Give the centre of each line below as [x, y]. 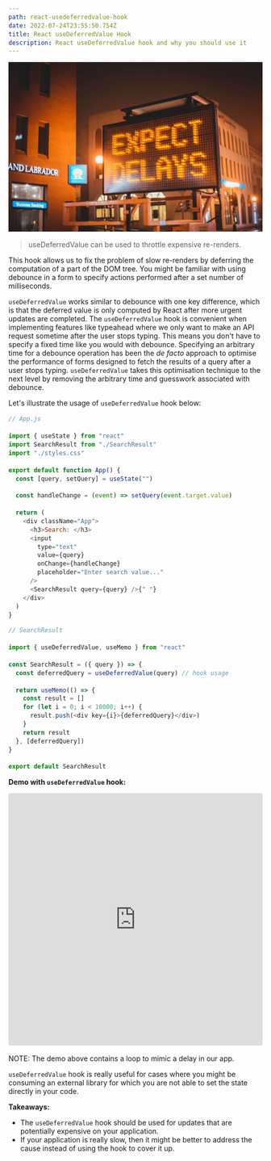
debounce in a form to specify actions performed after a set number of [126, 278]
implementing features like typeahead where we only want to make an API [131, 328]
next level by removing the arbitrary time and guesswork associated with [129, 379]
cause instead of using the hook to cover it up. [97, 1148]
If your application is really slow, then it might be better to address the [136, 1140]
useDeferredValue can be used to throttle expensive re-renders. [135, 245]
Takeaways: [29, 1107]
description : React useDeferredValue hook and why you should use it [128, 43]
